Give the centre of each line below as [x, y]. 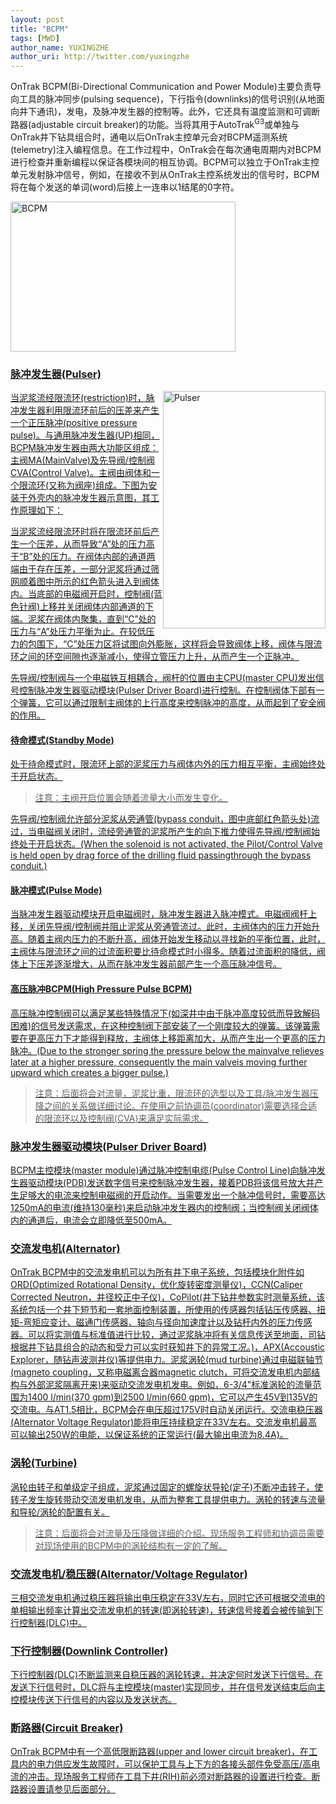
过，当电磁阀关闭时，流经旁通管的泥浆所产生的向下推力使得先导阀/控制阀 [161, 832]
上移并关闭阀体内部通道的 [92, 607]
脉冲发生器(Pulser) [56, 374]
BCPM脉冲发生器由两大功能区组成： [84, 448]
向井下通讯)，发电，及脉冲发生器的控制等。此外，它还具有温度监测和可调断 [165, 112]
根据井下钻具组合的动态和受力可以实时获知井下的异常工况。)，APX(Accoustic [168, 1347]
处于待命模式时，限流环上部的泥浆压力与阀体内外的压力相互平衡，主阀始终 [163, 764]
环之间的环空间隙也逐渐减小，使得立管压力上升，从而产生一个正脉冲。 [155, 657]
